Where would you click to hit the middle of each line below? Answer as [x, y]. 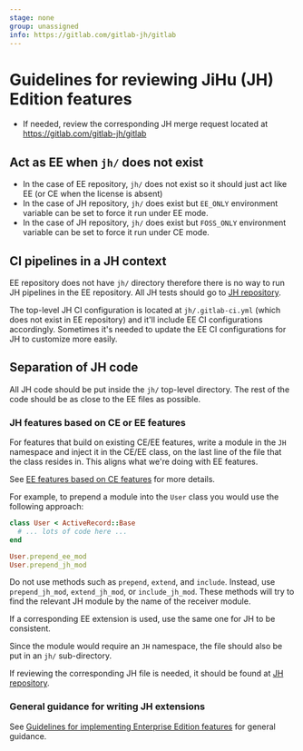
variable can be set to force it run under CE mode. [116, 232]
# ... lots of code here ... [73, 531]
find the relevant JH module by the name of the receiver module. [130, 601]
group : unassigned [44, 26]
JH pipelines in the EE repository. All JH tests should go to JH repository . [145, 292]
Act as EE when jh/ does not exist [107, 162]
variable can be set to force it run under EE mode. [115, 213]
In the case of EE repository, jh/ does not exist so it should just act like [155, 184]
